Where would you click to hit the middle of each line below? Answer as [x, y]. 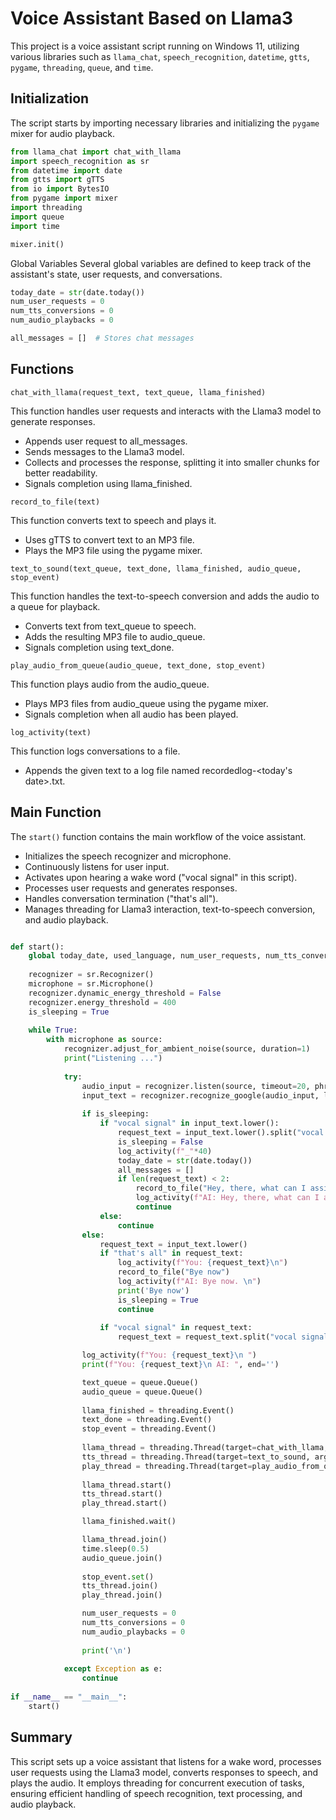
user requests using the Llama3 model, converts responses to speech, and [164, 1772]
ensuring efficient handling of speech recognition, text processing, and [156, 1793]
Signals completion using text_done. [99, 647]
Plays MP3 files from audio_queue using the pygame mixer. [146, 703]
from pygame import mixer [64, 198]
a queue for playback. [55, 606]
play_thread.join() [122, 1595]
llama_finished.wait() [129, 1522]
